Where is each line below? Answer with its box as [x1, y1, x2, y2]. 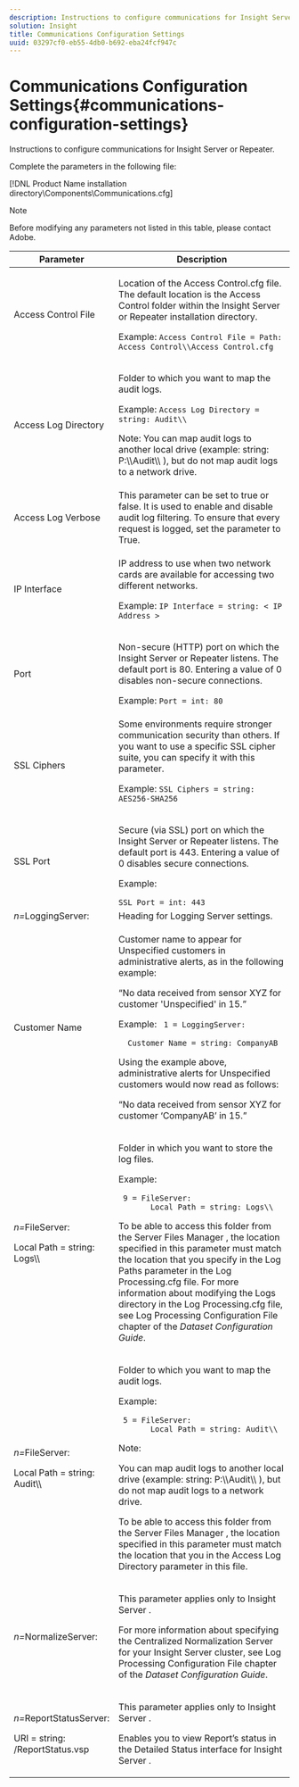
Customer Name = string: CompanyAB [127, 1038, 279, 1049]
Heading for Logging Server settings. [118, 910, 273, 922]
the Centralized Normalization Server [118, 1635, 273, 1648]
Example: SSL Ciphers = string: [118, 783, 255, 795]
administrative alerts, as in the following [118, 956, 285, 968]
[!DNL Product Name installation [9, 179, 127, 189]
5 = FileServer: [123, 1416, 192, 1425]
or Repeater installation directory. [118, 311, 258, 323]
